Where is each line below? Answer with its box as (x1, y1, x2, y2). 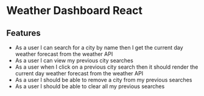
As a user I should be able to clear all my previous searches (15, 83, 165, 90)
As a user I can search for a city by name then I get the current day (15, 44, 184, 51)
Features (6, 28, 41, 38)
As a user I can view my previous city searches (15, 57, 134, 64)
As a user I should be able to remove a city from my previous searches (15, 77, 192, 83)
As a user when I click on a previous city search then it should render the (15, 63, 199, 70)
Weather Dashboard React (6, 4, 143, 18)
